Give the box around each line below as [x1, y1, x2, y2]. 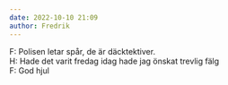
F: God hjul [9, 64, 49, 76]
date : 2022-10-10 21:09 [9, 13, 99, 22]
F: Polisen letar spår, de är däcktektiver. [9, 46, 155, 56]
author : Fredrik [9, 21, 70, 30]
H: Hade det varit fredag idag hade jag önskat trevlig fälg [9, 55, 220, 66]
